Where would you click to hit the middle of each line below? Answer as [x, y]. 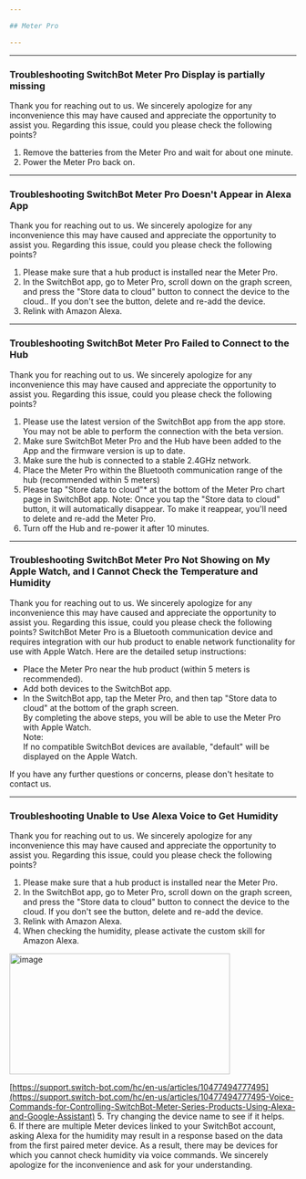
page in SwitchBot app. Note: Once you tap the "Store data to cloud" [151, 499]
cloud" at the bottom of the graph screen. [101, 707]
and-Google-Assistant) [52, 1116]
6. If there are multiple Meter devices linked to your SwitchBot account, [143, 1126]
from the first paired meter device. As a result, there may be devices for [144, 1145]
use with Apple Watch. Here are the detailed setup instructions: [128, 651]
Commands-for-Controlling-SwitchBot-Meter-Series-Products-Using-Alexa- [153, 1107]
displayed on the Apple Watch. [80, 756]
